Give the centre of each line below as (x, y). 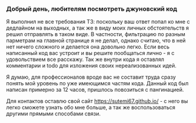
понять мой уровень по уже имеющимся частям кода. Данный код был (97, 83)
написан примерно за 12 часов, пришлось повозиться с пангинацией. (95, 90)
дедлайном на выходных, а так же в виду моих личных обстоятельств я (97, 28)
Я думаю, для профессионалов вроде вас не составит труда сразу (91, 77)
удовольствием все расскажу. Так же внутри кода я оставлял (85, 59)
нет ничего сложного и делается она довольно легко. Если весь (88, 47)
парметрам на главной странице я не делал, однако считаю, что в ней (96, 41)
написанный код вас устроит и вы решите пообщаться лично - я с (91, 53)
